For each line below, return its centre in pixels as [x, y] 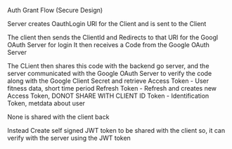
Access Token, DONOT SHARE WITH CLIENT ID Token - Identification [108, 96]
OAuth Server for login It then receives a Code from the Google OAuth [108, 45]
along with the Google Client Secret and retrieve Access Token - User [108, 81]
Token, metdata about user [46, 103]
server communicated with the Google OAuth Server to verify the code [110, 73]
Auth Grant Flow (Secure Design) [55, 10]
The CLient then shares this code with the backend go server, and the [108, 66]
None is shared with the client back [58, 117]
